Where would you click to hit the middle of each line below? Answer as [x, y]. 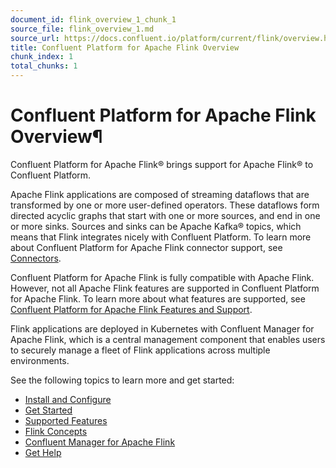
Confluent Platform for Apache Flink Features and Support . [131, 309]
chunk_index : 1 [42, 57]
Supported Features [66, 420]
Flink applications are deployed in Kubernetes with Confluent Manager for [162, 328]
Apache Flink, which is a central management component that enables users [168, 339]
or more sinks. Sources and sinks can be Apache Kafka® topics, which [156, 226]
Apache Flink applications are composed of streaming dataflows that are [160, 194]
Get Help [43, 452]
